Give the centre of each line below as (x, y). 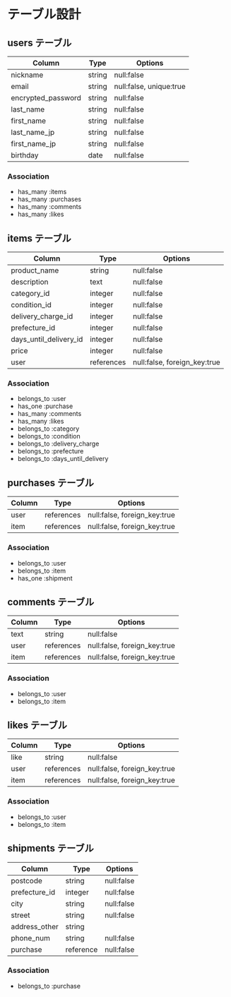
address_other (35, 926)
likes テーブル (37, 726)
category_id (30, 294)
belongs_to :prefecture (51, 451)
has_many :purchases (49, 199)
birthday (25, 155)
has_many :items (42, 192)
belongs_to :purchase (49, 986)
